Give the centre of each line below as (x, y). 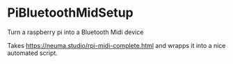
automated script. (32, 53)
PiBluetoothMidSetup (70, 13)
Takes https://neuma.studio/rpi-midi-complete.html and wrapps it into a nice (116, 45)
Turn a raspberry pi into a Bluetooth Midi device (75, 32)
